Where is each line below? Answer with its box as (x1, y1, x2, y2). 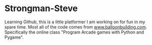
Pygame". (4, 34, 24, 40)
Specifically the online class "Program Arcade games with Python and (4, 29, 144, 35)
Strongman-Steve (4, 3, 78, 14)
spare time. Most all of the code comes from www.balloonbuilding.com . (4, 24, 147, 30)
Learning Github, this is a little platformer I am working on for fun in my (4, 19, 146, 25)
